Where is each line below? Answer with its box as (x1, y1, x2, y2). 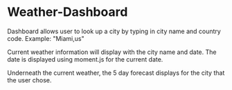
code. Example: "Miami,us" (7, 34, 84, 42)
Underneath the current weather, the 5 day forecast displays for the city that (7, 69, 225, 77)
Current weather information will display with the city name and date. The (7, 48, 217, 56)
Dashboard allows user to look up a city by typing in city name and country (7, 27, 222, 35)
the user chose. (7, 75, 52, 84)
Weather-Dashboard (7, 4, 128, 20)
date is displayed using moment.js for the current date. (7, 55, 163, 63)
